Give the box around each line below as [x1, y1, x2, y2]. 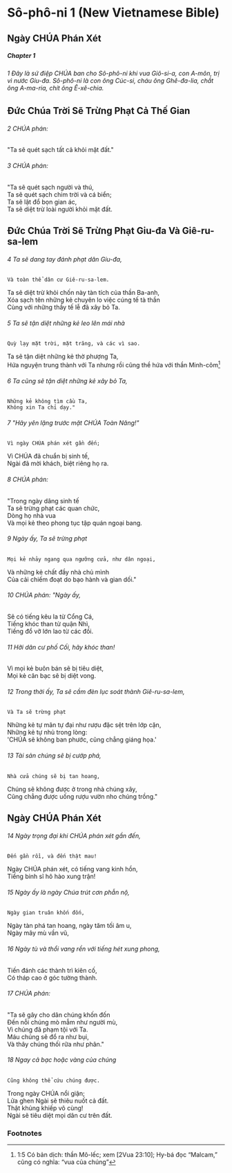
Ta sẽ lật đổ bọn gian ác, [7, 197, 77, 206]
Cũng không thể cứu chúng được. [7, 1077, 100, 1085]
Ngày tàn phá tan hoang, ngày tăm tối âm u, [7, 922, 132, 930]
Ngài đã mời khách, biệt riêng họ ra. [7, 459, 109, 467]
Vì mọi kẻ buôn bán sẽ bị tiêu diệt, [7, 664, 104, 672]
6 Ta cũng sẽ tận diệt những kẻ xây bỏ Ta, [7, 376, 128, 385]
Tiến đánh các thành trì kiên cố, [7, 966, 98, 974]
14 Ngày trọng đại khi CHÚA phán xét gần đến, [7, 831, 141, 840]
